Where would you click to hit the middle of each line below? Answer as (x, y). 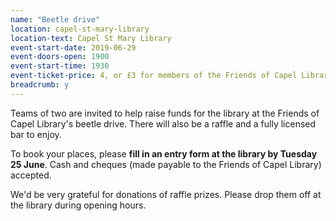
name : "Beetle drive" (55, 19)
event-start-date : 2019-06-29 (73, 47)
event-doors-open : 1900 (60, 57)
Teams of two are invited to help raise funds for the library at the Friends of (165, 113)
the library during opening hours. (78, 205)
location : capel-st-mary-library (80, 29)
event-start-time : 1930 (60, 66)
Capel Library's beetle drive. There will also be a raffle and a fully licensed (163, 123)
